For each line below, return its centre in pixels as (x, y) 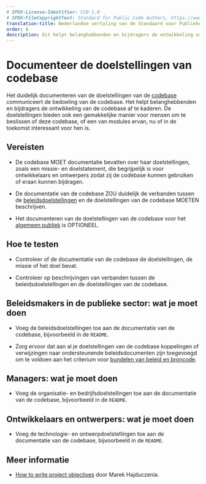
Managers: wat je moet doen (62, 378)
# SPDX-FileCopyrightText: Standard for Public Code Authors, (87, 18)
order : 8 (17, 29)
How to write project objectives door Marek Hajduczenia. (87, 474)
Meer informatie (38, 460)
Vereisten (25, 147)
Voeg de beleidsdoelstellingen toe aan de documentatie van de (95, 328)
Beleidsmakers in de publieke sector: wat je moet (102, 304)
